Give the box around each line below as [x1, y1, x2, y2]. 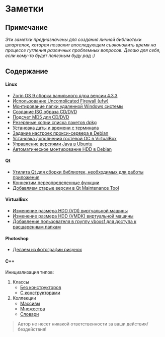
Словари [20, 311, 39, 317]
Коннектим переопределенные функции [12, 180, 100, 186]
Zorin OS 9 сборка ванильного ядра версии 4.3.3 [12, 92, 118, 98]
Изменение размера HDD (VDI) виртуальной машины [12, 208, 128, 213]
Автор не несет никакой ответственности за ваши [17, 321, 126, 327]
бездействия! [17, 326, 47, 332]
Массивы [20, 301, 40, 307]
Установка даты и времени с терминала [12, 125, 99, 131]
